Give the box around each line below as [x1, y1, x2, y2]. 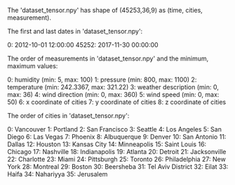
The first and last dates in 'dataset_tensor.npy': [7, 27, 143, 35]
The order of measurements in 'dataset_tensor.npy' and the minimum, [7, 54, 209, 63]
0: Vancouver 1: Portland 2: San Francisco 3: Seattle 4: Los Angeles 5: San [7, 125, 222, 133]
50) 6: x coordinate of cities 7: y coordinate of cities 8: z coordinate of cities [7, 98, 227, 106]
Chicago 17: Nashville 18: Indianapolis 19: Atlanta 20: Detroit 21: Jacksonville [7, 148, 227, 155]
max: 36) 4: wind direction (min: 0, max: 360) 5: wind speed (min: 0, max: [7, 91, 220, 98]
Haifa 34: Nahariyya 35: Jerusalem [7, 170, 108, 178]
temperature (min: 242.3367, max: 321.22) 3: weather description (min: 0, [7, 83, 219, 91]
